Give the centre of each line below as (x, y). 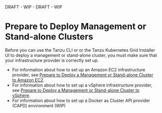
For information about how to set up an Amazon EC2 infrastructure (79, 70)
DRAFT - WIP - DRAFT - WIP (34, 7)
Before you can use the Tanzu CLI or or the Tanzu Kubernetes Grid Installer (80, 50)
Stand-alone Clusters (49, 37)
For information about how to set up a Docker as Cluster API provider (81, 100)
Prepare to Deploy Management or (76, 27)
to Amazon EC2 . (28, 80)
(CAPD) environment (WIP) (39, 105)
